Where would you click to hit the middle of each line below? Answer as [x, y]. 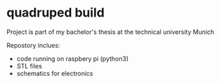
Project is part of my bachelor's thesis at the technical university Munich [110, 32]
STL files [29, 66]
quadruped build [56, 13]
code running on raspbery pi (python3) [73, 58]
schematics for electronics [55, 73]
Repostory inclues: [33, 45]
